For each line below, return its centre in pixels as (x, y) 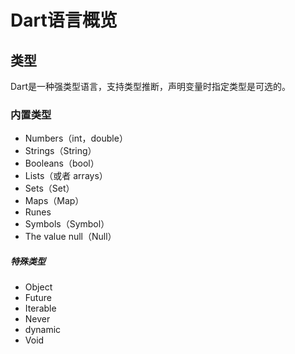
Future (38, 298)
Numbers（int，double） (76, 138)
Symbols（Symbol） (67, 224)
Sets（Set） (49, 188)
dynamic (43, 330)
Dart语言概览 (64, 20)
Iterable (40, 308)
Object (38, 287)
